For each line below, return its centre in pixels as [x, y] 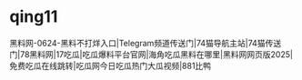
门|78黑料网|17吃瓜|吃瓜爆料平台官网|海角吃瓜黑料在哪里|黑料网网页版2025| [151, 54]
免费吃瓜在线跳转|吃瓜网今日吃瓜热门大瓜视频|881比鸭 [111, 65]
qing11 [34, 17]
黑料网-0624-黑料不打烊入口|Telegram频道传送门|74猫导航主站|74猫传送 [146, 43]
